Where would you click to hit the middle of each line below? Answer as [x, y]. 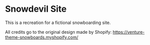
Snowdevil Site [36, 9]
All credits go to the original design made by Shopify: [58, 32]
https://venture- [129, 32]
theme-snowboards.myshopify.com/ [42, 37]
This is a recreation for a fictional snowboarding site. [58, 22]
